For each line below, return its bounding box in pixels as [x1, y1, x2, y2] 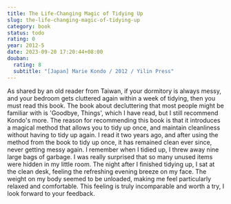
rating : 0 [7, 36, 36, 43]
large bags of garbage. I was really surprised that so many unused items [7, 152, 213, 161]
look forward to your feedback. [7, 189, 95, 197]
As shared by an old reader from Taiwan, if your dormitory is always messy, [7, 87, 222, 95]
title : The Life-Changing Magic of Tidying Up [7, 10, 143, 17]
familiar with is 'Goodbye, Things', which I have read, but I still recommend [7, 108, 219, 117]
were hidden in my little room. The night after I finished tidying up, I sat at [7, 160, 215, 168]
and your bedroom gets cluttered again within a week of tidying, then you [7, 94, 216, 102]
